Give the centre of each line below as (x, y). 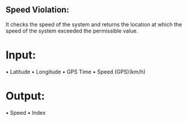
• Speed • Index (26, 112)
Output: (25, 96)
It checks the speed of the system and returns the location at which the (94, 24)
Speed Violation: (38, 10)
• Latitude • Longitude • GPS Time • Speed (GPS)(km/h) (76, 72)
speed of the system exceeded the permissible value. (72, 31)
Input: (21, 55)
